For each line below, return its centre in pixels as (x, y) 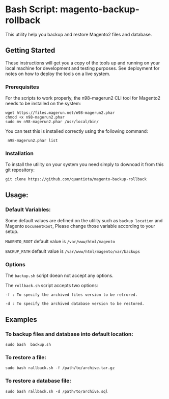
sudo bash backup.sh (28, 345)
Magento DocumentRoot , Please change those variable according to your (80, 226)
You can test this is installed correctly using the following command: (77, 131)
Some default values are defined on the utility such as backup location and (84, 221)
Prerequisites (22, 87)
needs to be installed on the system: (43, 104)
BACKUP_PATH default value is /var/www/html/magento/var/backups (73, 251)
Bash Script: (32, 9)
